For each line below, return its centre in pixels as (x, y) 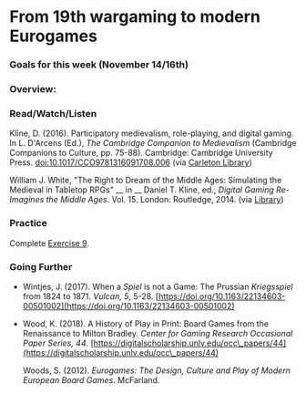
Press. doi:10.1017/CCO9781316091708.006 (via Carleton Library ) (131, 162)
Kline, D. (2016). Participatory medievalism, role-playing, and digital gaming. (152, 133)
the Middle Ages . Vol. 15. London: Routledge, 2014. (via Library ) (165, 200)
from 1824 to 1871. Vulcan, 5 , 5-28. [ (91, 296)
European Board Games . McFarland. (91, 379)
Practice (28, 223)
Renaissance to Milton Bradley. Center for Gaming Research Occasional (158, 333)
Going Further (41, 266)
